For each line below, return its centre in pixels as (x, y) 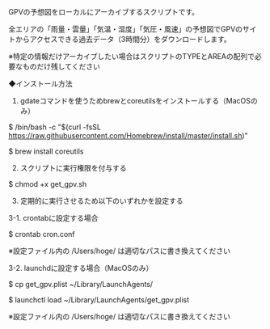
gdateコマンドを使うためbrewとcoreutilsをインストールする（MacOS (135, 101)
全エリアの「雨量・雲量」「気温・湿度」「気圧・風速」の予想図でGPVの (126, 29)
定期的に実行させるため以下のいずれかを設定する (101, 201)
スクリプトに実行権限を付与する (73, 168)
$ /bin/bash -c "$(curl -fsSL (55, 127)
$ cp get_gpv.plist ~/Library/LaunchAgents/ (81, 284)
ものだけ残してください (61, 66)
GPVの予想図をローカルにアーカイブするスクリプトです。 (104, 12)
